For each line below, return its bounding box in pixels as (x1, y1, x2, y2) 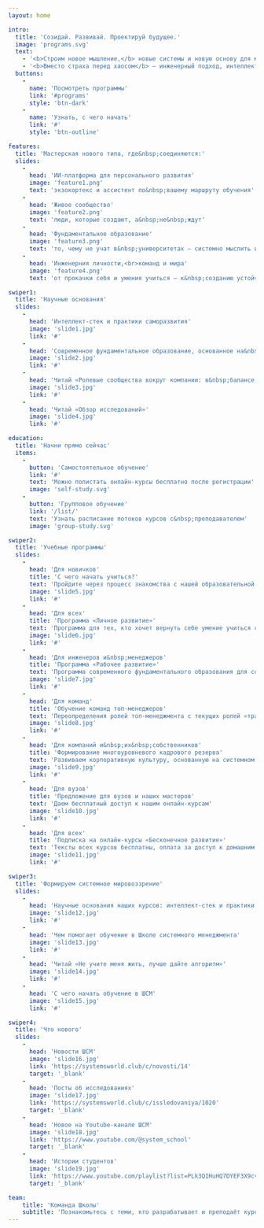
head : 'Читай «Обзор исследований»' (28, 405, 149, 413)
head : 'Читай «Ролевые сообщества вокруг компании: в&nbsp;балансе (28, 376, 255, 384)
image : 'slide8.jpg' (28, 719, 97, 727)
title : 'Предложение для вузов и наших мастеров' (28, 793, 195, 801)
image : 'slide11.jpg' (28, 851, 101, 859)
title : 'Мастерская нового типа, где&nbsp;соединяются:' (15, 150, 206, 157)
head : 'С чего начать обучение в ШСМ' (28, 989, 156, 997)
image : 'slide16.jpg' (28, 1055, 101, 1063)
